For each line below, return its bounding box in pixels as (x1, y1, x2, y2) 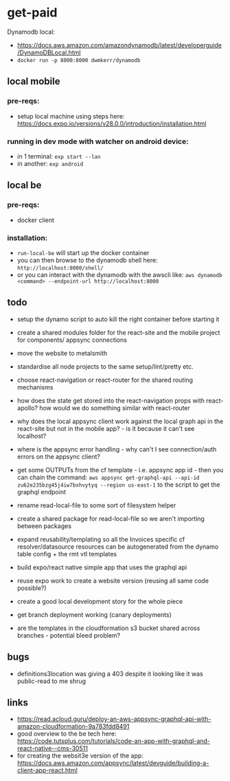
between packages (16, 522, 72, 530)
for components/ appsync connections (16, 336, 127, 344)
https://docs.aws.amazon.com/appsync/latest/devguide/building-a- (16, 759, 209, 767)
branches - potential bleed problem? (16, 631, 121, 639)
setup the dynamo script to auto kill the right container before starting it (16, 315, 220, 323)
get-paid (7, 5, 58, 21)
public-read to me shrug (16, 677, 87, 685)
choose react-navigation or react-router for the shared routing (16, 376, 194, 384)
